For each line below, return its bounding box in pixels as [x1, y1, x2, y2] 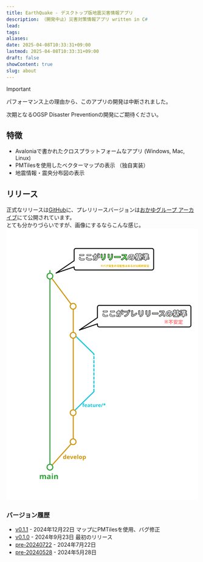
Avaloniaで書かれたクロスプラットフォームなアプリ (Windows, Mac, [15, 148, 185, 155]
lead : [6, 23, 20, 29]
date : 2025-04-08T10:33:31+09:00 [6, 42, 91, 48]
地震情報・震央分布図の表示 [15, 169, 85, 177]
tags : [6, 29, 20, 35]
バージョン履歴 [6, 511, 50, 519]
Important [6, 85, 31, 93]
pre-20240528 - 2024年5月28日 [15, 549, 97, 556]
